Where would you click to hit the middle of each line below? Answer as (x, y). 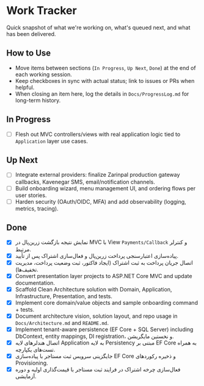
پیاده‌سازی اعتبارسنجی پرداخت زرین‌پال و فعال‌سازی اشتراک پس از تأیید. (97, 256)
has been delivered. (31, 34)
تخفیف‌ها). (27, 270)
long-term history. (38, 100)
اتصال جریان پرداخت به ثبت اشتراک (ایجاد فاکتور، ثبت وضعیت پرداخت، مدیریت (104, 262)
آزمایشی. (26, 376)
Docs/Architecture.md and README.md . (62, 323)
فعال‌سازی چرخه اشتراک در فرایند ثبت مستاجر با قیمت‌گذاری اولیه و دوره (98, 370)
